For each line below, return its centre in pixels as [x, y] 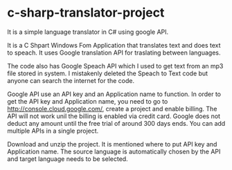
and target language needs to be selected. [68, 159]
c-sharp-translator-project [86, 13]
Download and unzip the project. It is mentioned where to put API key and [112, 144]
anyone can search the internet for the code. [71, 80]
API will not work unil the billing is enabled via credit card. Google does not [114, 116]
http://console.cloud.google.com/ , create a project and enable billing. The [112, 108]
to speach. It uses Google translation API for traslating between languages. [114, 53]
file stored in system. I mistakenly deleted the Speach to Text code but [108, 73]
